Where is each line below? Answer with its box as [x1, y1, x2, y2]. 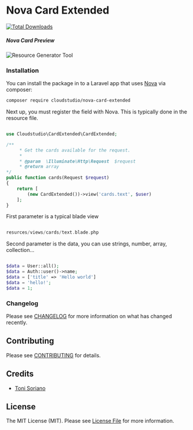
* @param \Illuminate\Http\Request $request [19, 158, 136, 164]
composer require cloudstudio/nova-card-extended [6, 98, 131, 104]
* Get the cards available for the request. [19, 147, 131, 153]
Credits [6, 369, 34, 379]
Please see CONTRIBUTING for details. [6, 351, 102, 358]
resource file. [6, 115, 38, 122]
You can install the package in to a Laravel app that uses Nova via [6, 80, 166, 87]
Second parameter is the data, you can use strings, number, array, [6, 240, 167, 247]
